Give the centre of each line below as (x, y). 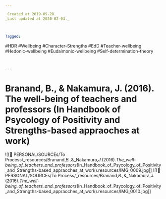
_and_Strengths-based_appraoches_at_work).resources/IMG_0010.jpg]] (78, 192)
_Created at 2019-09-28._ (32, 14)
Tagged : (13, 36)
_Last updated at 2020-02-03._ (37, 19)
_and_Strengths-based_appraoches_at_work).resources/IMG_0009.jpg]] (79, 170)
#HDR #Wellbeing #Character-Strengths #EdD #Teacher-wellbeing (73, 46)
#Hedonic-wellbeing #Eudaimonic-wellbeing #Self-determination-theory (79, 51)
